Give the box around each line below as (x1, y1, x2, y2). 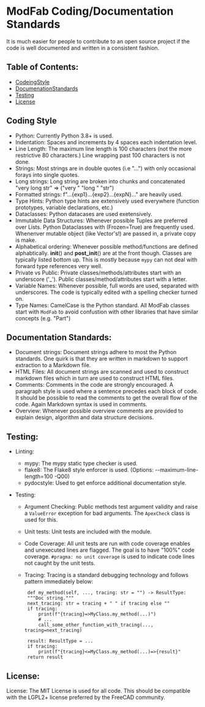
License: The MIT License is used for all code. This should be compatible (6, 687, 191, 694)
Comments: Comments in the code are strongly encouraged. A (15, 381, 173, 388)
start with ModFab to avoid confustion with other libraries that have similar (15, 308, 199, 315)
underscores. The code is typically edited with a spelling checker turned (15, 288, 198, 296)
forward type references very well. (15, 262, 103, 269)
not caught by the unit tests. (24, 560, 95, 567)
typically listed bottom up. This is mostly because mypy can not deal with (15, 256, 198, 263)
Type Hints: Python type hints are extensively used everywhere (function (15, 197, 199, 204)
